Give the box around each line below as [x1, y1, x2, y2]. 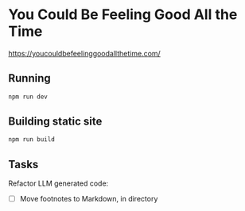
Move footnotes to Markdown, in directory [19, 194, 158, 204]
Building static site [8, 115, 103, 129]
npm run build [8, 136, 56, 144]
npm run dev [8, 93, 48, 101]
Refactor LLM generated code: [8, 178, 109, 188]
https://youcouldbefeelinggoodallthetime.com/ [8, 48, 161, 58]
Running [8, 71, 52, 85]
